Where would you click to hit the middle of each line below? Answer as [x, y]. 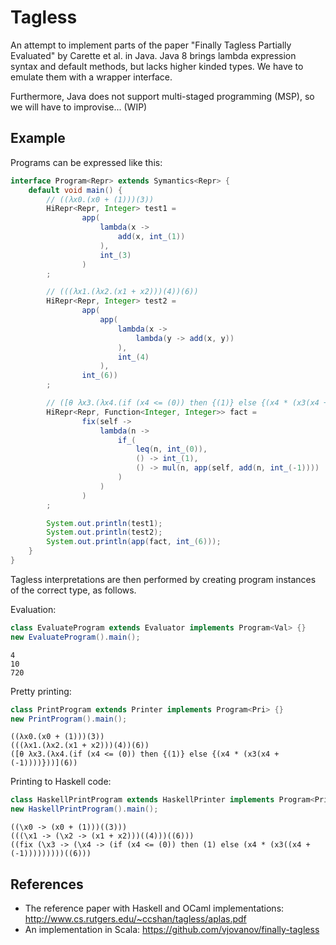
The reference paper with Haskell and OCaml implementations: [154, 908]
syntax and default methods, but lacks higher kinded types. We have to [157, 66]
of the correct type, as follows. [73, 590]
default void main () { [75, 190]
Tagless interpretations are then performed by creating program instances [163, 579]
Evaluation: [33, 609]
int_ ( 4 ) [133, 357]
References [47, 884]
